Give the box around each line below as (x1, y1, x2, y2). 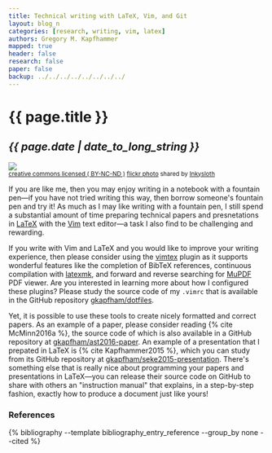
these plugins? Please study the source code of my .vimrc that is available (8, 286, 258, 296)
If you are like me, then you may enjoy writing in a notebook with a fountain (8, 184, 261, 194)
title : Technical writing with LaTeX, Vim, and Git (8, 11, 187, 20)
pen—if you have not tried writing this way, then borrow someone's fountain (8, 192, 264, 202)
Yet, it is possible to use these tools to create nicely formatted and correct (8, 310, 257, 320)
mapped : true (8, 42, 53, 51)
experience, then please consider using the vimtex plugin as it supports (8, 252, 248, 262)
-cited (8, 436, 29, 446)
